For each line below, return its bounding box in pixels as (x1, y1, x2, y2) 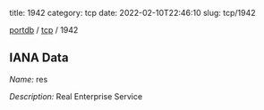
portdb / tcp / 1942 (9, 25, 79, 35)
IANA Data (9, 51, 69, 66)
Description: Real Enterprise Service (9, 90, 143, 101)
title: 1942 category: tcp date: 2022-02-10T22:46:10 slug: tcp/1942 (9, 8, 257, 18)
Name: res (9, 74, 48, 84)
